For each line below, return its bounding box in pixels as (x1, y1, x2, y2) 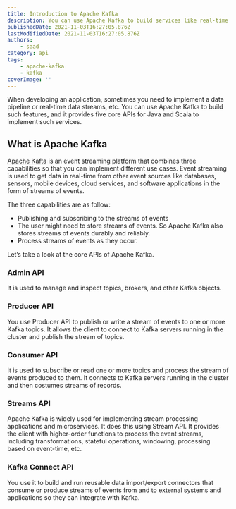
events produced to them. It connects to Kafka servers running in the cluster (7, 374, 229, 382)
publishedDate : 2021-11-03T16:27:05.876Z (7, 23, 131, 30)
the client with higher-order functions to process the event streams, (7, 429, 204, 438)
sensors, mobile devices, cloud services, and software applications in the (7, 179, 221, 188)
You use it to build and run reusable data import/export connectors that (7, 478, 213, 486)
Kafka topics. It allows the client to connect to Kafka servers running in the (7, 325, 224, 333)
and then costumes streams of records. (7, 381, 122, 390)
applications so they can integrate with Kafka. (7, 493, 140, 501)
